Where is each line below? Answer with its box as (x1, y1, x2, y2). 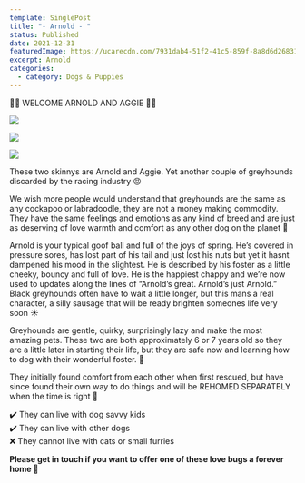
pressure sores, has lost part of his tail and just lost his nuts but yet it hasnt (9, 249, 290, 260)
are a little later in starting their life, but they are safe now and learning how (9, 344, 290, 355)
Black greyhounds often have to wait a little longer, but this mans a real (9, 288, 274, 299)
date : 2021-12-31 (9, 38, 75, 48)
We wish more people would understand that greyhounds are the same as (9, 192, 286, 204)
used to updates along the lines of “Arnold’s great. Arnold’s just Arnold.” (9, 278, 278, 289)
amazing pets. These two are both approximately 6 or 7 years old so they (9, 334, 283, 345)
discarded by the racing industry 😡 (9, 175, 143, 186)
